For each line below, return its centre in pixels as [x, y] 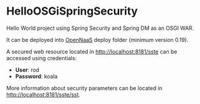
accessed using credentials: [42, 58]
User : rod [27, 70]
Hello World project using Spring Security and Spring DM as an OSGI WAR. [100, 28]
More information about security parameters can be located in [84, 88]
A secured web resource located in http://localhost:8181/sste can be [92, 51]
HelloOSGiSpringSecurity [72, 11]
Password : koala [36, 76]
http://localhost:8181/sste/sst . [43, 94]
